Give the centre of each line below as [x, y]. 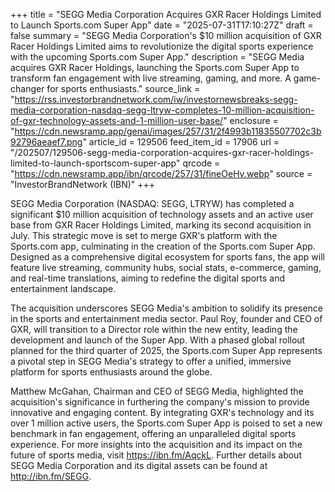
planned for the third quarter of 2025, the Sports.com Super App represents [166, 350]
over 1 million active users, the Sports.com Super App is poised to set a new [166, 423]
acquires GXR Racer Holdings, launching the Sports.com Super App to [155, 67]
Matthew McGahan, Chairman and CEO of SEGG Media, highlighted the [157, 391]
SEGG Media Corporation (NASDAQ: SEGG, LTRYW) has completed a [152, 203]
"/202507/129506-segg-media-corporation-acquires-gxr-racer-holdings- [162, 152]
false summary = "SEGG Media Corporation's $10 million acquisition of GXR [166, 35]
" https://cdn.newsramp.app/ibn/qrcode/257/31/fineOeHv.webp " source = [161, 173]
